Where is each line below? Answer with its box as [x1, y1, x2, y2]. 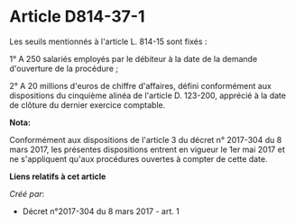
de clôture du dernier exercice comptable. [9, 99, 166, 110]
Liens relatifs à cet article [9, 171, 106, 182]
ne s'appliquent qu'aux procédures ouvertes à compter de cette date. [9, 153, 268, 164]
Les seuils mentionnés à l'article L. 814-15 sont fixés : [9, 36, 207, 47]
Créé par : [9, 188, 45, 199]
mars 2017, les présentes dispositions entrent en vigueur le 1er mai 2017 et [9, 144, 286, 155]
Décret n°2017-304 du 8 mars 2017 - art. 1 [22, 205, 180, 217]
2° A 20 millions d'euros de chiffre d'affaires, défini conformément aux [9, 80, 272, 91]
